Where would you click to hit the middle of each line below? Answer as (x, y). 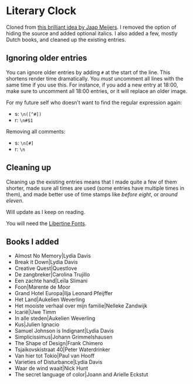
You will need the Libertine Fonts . (46, 223)
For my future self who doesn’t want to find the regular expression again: (94, 102)
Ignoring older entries (47, 58)
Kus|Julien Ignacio (37, 325)
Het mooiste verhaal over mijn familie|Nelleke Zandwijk (81, 306)
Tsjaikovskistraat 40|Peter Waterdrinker (62, 350)
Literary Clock (41, 11)
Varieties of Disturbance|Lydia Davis (58, 362)
